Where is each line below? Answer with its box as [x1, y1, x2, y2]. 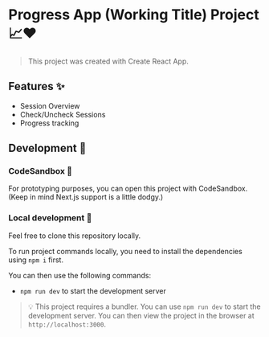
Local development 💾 [8, 212, 92, 224]
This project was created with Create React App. [27, 56, 189, 66]
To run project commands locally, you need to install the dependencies [8, 246, 243, 256]
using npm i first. [8, 255, 64, 265]
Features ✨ [8, 80, 65, 93]
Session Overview [19, 101, 80, 110]
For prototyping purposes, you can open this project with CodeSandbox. [8, 183, 248, 194]
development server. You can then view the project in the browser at [27, 310, 255, 320]
